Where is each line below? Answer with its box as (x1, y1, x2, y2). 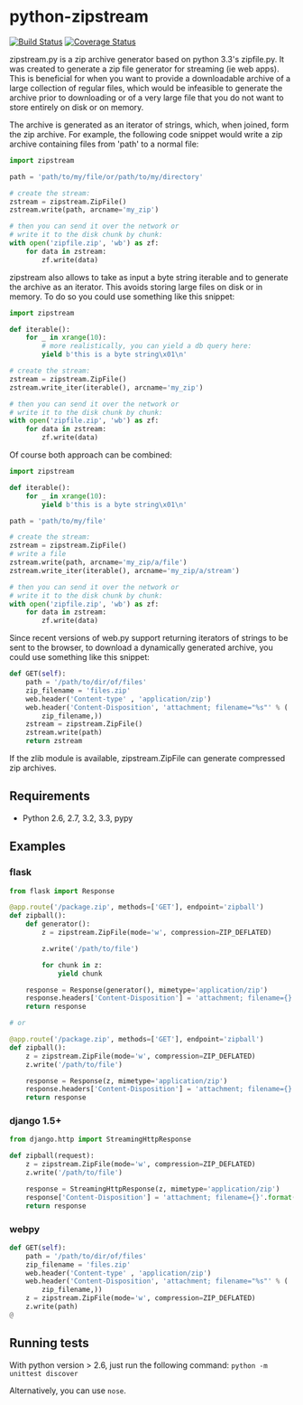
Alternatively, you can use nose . (9, 1385, 126, 1396)
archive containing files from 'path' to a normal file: (9, 138, 199, 149)
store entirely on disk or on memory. (9, 101, 144, 112)
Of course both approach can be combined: (9, 449, 173, 460)
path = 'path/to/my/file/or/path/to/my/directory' (9, 172, 204, 182)
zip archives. (9, 762, 57, 774)
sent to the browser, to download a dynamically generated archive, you (9, 642, 273, 653)
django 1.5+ (9, 1115, 62, 1127)
